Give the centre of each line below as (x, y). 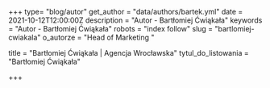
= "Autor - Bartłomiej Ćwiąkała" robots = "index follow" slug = (111, 29)
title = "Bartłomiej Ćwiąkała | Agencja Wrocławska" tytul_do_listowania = (129, 53)
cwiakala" (25, 37)
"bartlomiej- (235, 29)
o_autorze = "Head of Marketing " (98, 37)
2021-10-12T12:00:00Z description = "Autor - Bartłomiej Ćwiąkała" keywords (135, 20)
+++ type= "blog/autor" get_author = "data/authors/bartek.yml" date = (126, 12)
